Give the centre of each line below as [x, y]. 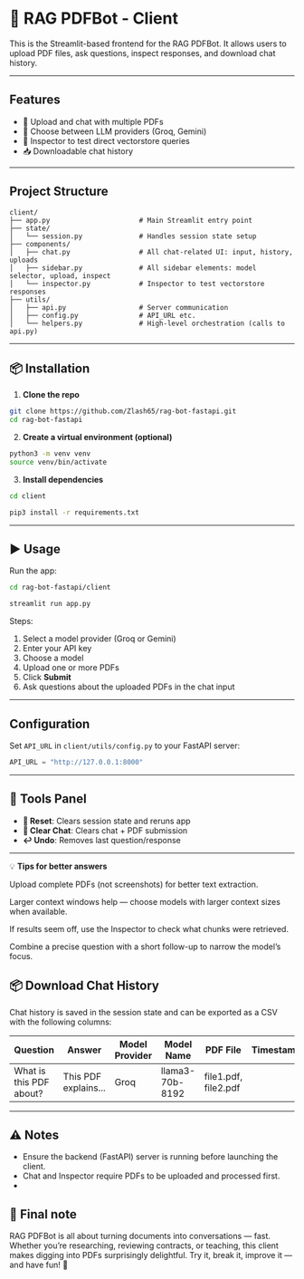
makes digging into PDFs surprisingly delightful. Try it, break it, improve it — [151, 1255]
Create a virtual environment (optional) [97, 438]
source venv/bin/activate [58, 462]
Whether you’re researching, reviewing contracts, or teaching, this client [144, 1245]
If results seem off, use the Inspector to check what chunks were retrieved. [149, 928]
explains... [84, 1088]
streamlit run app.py [50, 604]
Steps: [21, 621]
